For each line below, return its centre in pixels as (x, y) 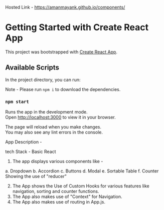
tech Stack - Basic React (31, 151)
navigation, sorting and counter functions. (56, 191)
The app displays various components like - (58, 161)
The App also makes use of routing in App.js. (59, 202)
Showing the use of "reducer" (36, 176)
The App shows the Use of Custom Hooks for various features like (81, 186)
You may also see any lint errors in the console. (54, 132)
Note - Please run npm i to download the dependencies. (63, 89)
